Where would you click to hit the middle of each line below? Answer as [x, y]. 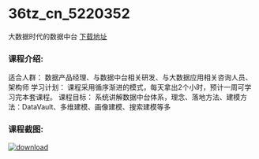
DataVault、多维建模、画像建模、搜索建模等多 [96, 107]
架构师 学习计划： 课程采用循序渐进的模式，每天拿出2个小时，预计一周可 [126, 87]
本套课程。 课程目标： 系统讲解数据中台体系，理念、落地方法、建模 [131, 97]
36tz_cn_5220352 [69, 14]
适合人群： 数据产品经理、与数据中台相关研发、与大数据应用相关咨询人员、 [130, 78]
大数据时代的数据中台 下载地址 [58, 36]
